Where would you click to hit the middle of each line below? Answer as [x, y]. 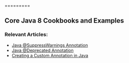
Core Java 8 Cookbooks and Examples [64, 21]
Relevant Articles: [26, 34]
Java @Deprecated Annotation [43, 50]
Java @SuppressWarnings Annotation [50, 45]
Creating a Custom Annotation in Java [50, 55]
